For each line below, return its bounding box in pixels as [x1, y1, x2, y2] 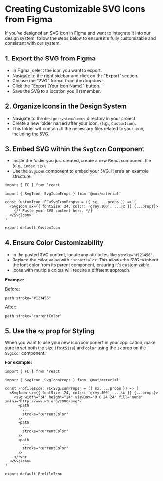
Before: [5, 286, 20, 292]
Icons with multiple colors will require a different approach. [12, 267, 131, 273]
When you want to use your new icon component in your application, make [5, 340, 156, 345]
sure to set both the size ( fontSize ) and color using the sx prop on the [5, 345, 146, 351]
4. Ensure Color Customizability [5, 239, 104, 247]
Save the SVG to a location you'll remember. [12, 88, 101, 94]
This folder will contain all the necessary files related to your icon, [12, 125, 145, 131]
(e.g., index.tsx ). [12, 163, 47, 169]
